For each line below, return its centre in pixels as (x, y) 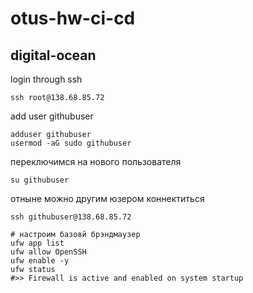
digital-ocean (53, 55)
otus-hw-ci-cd (73, 18)
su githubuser (40, 180)
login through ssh (46, 79)
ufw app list (37, 243)
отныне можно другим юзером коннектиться (107, 198)
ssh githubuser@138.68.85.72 (71, 217)
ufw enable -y (40, 261)
